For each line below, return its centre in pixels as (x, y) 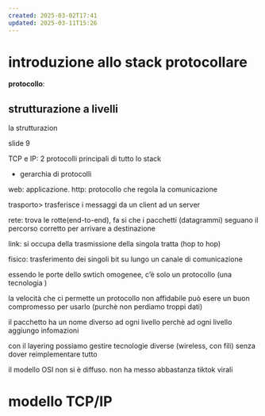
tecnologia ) (28, 283)
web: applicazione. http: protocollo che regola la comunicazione (113, 189)
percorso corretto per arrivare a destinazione (82, 229)
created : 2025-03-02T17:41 (53, 15)
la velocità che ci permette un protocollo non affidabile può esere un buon (129, 299)
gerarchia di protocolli (56, 174)
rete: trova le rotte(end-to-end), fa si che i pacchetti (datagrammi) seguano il (133, 220)
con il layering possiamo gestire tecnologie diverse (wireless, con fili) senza (132, 346)
